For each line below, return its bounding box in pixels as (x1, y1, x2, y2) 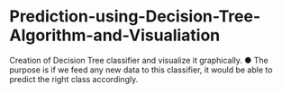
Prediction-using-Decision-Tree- (9, 6, 261, 27)
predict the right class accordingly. (9, 73, 139, 84)
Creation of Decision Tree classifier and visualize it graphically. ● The (9, 55, 268, 65)
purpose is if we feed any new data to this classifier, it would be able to (9, 64, 273, 75)
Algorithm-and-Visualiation (9, 25, 221, 46)
